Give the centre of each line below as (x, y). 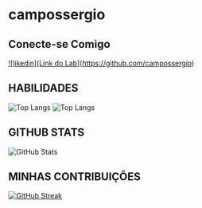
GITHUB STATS (47, 133)
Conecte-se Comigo (59, 44)
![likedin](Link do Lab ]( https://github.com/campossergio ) (101, 63)
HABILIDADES (43, 88)
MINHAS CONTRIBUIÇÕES (75, 177)
